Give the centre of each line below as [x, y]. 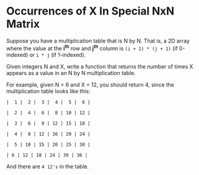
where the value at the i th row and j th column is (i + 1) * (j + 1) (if [92, 48]
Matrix [23, 24]
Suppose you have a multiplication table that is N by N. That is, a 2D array [98, 41]
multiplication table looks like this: [48, 91]
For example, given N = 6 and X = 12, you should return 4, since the [90, 84]
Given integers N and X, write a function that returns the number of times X [100, 66]
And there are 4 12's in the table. [47, 166]
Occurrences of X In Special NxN [90, 11]
